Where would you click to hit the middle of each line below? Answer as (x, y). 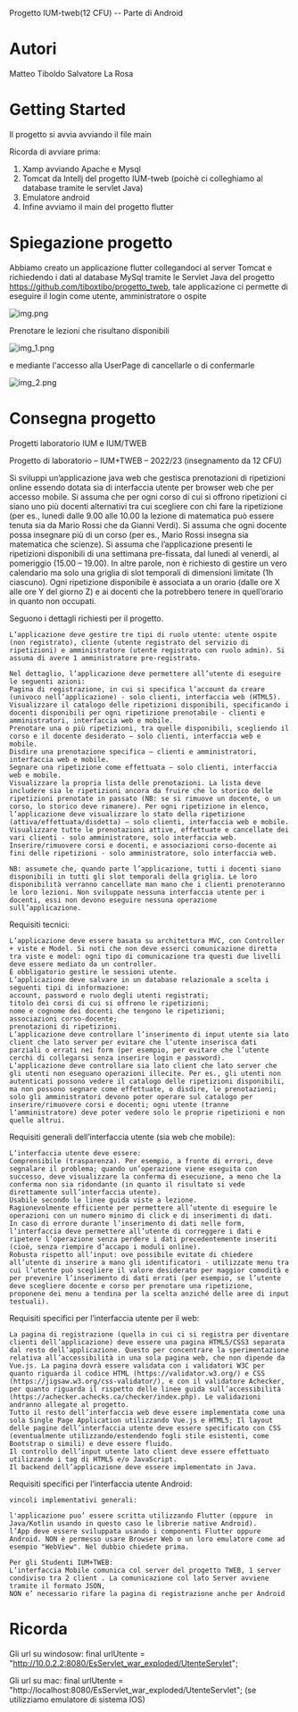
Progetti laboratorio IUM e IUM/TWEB (78, 443)
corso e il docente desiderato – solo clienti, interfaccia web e (135, 736)
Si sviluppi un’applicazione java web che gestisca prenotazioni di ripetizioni (147, 477)
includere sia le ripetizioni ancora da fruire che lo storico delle (141, 790)
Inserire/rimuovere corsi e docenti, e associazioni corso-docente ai (143, 845)
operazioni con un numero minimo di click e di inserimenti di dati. (141, 1216)
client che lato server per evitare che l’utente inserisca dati (133, 1042)
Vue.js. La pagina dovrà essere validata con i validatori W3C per (137, 1365)
